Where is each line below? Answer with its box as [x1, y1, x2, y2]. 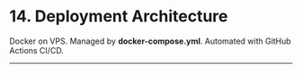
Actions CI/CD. [9, 45, 65, 55]
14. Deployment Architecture [9, 6, 228, 27]
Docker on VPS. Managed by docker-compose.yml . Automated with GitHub [9, 36, 292, 46]
